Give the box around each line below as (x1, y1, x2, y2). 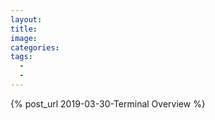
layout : (10, 14, 43, 25)
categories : (10, 42, 60, 53)
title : (10, 24, 38, 34)
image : (10, 33, 38, 43)
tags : (10, 52, 33, 62)
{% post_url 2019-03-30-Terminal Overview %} (10, 97, 206, 110)
